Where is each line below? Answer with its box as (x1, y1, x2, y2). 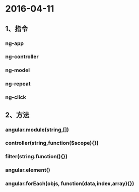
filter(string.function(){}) (5, 153, 68, 160)
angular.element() (5, 167, 50, 174)
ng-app (5, 40, 24, 47)
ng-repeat (5, 80, 31, 87)
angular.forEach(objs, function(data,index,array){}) (5, 180, 134, 187)
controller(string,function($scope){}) (5, 140, 99, 147)
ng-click (5, 94, 26, 101)
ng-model (5, 67, 30, 74)
